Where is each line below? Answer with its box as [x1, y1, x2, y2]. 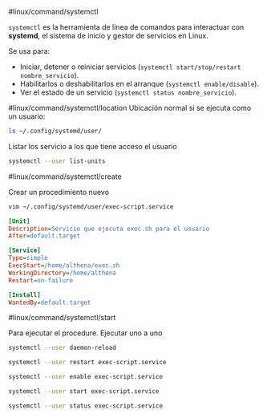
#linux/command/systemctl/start [8, 313, 116, 323]
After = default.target [8, 232, 81, 240]
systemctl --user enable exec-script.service [8, 373, 163, 381]
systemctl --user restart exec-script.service [8, 359, 167, 367]
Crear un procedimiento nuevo [8, 187, 110, 197]
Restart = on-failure [8, 276, 74, 284]
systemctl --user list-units [8, 156, 106, 165]
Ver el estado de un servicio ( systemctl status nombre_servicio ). [19, 87, 237, 97]
